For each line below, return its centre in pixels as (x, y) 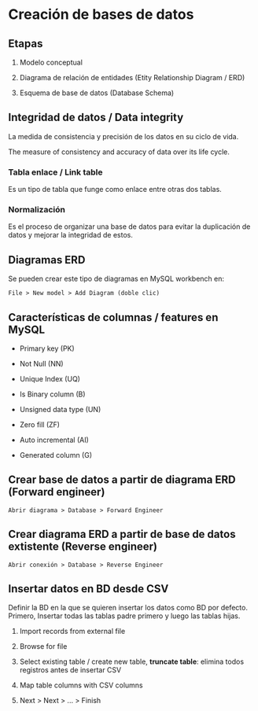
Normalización (37, 210)
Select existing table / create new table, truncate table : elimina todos (132, 661)
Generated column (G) (56, 455)
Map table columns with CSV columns (81, 685)
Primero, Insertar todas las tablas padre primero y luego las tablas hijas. (124, 616)
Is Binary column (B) (52, 394)
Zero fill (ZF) (40, 425)
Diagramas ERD (47, 260)
